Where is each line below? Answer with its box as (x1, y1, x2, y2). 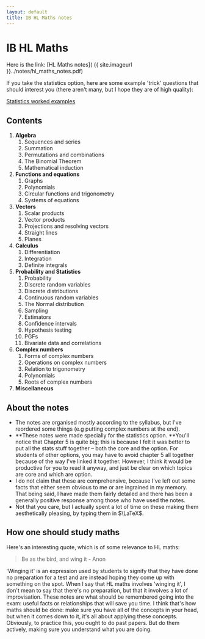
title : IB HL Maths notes (6, 15, 72, 21)
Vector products (24, 216, 65, 224)
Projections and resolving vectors (24, 222, 109, 230)
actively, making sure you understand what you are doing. (6, 626, 153, 633)
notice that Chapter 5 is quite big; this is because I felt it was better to (15, 438, 190, 446)
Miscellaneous (15, 385, 54, 392)
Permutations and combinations (24, 151, 105, 159)
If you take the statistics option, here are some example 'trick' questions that (6, 79, 199, 87)
